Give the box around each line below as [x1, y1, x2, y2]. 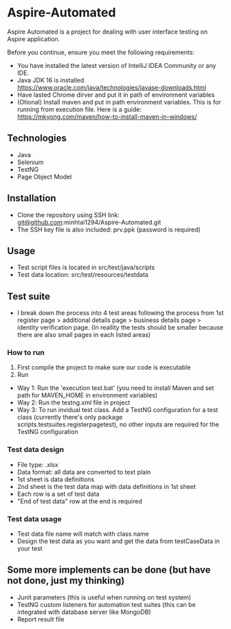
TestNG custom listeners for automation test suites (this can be [16, 600, 196, 608]
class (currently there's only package [16, 413, 123, 422]
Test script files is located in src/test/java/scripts [16, 263, 155, 272]
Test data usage [7, 514, 62, 523]
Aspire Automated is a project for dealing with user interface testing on [7, 27, 208, 36]
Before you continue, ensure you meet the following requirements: [7, 48, 195, 56]
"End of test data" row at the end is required [16, 496, 142, 505]
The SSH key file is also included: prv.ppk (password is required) [16, 225, 201, 233]
